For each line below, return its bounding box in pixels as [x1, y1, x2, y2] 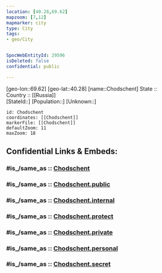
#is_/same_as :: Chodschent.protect [6, 212, 114, 221]
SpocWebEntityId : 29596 [6, 52, 66, 58]
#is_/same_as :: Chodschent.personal [6, 244, 118, 252]
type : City [6, 25, 33, 32]
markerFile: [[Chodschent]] [6, 120, 76, 126]
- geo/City [6, 36, 33, 42]
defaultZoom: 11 [6, 125, 46, 131]
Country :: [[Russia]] [6, 91, 56, 98]
